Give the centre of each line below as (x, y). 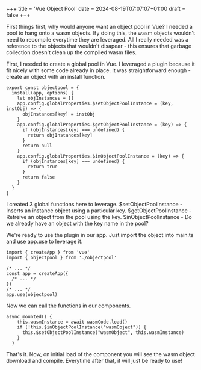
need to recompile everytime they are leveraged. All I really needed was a (97, 39)
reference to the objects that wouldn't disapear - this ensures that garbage (99, 46)
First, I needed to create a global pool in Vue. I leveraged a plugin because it (101, 64)
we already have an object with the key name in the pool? (77, 223)
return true (43, 167)
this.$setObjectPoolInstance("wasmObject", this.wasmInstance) (103, 333)
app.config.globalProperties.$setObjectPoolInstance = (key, (95, 103)
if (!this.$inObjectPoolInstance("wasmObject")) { (82, 327)
